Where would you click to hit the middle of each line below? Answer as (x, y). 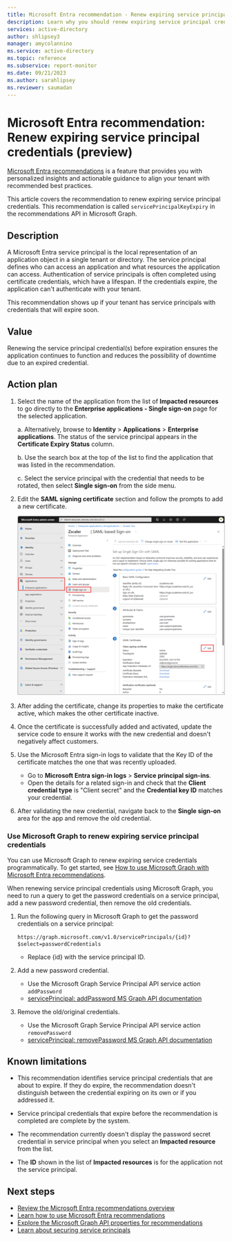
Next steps (31, 1192)
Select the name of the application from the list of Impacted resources (118, 401)
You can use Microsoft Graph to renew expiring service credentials (102, 860)
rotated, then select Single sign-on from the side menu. (96, 485)
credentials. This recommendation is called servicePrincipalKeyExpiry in (111, 207)
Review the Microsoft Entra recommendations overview (96, 1208)
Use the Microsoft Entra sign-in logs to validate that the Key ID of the (115, 755)
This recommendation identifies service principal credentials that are (115, 1078)
